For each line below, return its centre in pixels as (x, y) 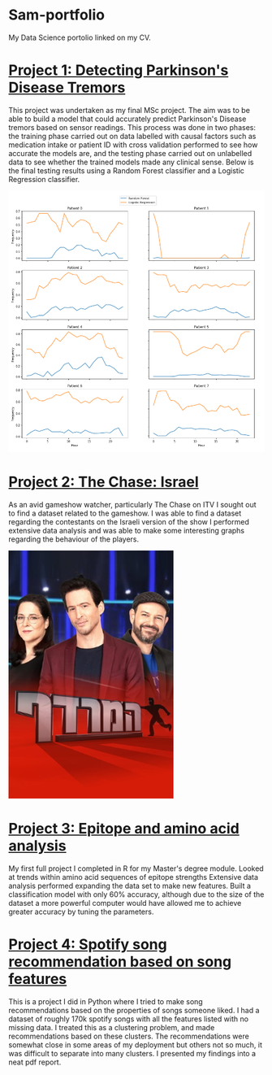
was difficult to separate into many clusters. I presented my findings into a (132, 1053)
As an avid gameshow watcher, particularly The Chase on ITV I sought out (133, 504)
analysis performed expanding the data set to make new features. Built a (130, 886)
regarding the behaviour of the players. (74, 539)
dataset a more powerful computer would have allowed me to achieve (125, 903)
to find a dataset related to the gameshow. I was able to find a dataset (125, 513)
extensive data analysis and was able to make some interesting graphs (127, 530)
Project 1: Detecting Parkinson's (119, 70)
